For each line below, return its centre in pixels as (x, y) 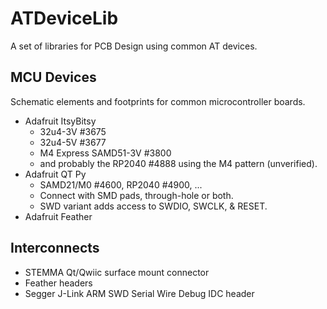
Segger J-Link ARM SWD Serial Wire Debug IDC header (139, 293)
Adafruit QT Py (55, 174)
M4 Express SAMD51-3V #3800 (105, 153)
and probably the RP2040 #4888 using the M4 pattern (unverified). (178, 163)
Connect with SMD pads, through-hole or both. (136, 195)
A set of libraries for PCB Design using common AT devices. (134, 46)
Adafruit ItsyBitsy (60, 121)
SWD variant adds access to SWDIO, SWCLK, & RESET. (153, 206)
